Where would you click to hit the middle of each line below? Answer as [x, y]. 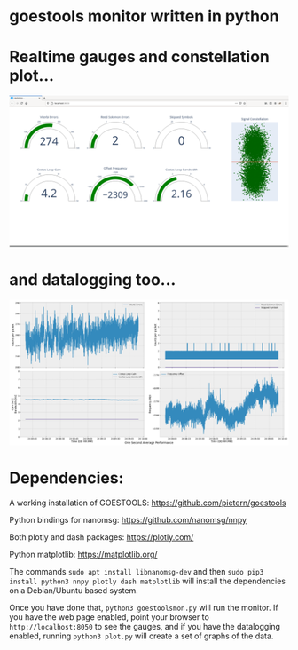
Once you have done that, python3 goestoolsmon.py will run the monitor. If [144, 607]
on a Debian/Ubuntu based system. [74, 591]
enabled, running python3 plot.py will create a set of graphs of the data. [141, 636]
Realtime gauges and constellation [140, 57]
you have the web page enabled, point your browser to [110, 617]
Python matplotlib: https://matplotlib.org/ [83, 554]
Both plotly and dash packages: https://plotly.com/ [102, 537]
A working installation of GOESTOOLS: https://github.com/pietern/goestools [148, 503]
